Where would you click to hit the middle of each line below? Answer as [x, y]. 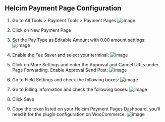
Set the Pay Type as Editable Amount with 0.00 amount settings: [79, 40]
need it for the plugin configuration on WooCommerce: [69, 114]
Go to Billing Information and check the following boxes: [70, 89]
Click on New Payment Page [42, 30]
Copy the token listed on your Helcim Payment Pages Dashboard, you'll [86, 109]
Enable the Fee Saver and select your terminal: [60, 55]
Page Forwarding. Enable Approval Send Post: [60, 70]
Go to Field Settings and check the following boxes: [65, 79]
